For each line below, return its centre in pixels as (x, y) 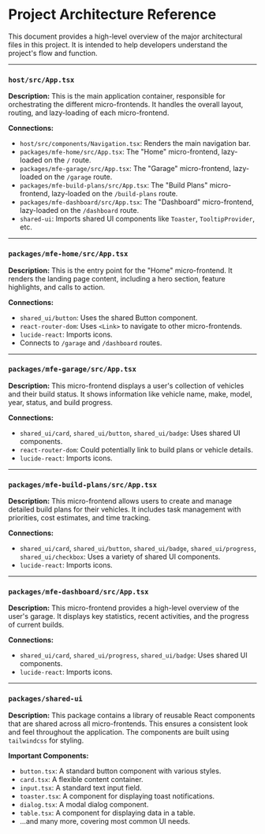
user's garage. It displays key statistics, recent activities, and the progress (129, 616)
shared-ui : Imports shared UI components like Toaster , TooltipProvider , (137, 219)
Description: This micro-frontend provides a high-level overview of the (124, 608)
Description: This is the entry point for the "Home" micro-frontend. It (120, 270)
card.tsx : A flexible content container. (81, 779)
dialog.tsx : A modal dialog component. (84, 804)
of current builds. (36, 625)
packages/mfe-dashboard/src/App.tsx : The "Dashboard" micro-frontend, (136, 202)
